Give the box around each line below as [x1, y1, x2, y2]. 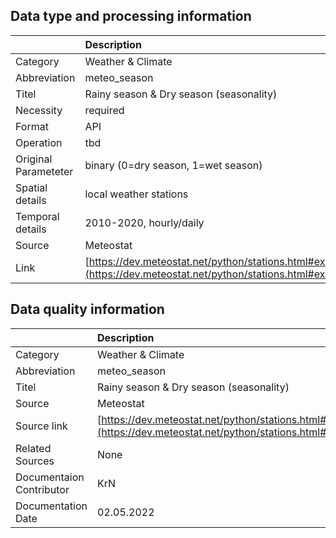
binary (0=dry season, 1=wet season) [84, 158, 263, 172]
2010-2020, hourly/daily [84, 215, 205, 229]
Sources [15, 454, 55, 468]
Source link [15, 419, 68, 433]
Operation [15, 135, 63, 149]
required [84, 103, 125, 117]
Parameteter [15, 164, 74, 178]
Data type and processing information [10, 8, 252, 25]
